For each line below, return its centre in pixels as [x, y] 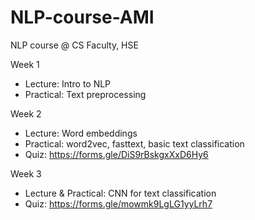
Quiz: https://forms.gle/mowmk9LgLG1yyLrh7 [118, 203]
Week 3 [26, 173]
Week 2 [26, 113]
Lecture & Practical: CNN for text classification [120, 193]
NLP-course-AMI [82, 17]
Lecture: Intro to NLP [68, 83]
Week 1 [25, 64]
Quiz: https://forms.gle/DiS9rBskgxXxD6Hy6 [116, 154]
